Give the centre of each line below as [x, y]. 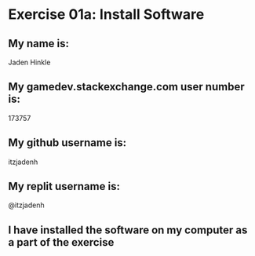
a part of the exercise [61, 242]
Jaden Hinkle [29, 62]
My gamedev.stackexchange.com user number [126, 87]
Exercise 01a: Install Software [106, 15]
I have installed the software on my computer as [128, 230]
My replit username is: [64, 187]
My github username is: [67, 143]
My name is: [38, 44]
